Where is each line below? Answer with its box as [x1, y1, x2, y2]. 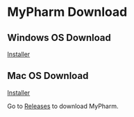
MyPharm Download [7, 4, 128, 20]
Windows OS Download [7, 32, 111, 44]
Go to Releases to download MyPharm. [7, 102, 119, 110]
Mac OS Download [7, 70, 89, 82]
